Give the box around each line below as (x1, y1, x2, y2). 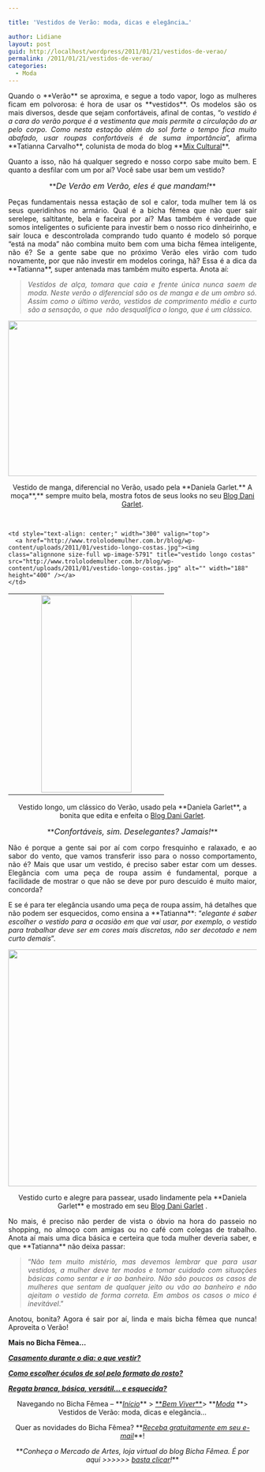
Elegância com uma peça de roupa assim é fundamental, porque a (8, 868, 257, 877)
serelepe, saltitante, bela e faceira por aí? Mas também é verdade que (8, 214, 257, 223)
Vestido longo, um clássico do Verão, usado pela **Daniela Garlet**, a (18, 802, 247, 812)
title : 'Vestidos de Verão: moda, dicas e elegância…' (8, 18, 192, 26)
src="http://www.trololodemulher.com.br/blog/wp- (8, 558, 175, 565)
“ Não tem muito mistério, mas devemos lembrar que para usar (27, 1256, 257, 1266)
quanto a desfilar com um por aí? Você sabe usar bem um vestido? (8, 165, 226, 175)
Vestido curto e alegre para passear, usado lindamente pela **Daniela (18, 1192, 247, 1202)
